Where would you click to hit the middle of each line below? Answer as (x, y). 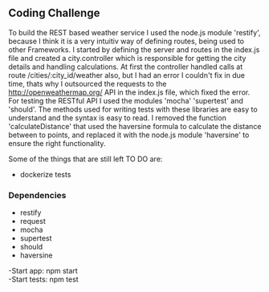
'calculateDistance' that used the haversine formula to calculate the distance (135, 126)
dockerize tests (45, 174)
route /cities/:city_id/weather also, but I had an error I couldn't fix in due (126, 75)
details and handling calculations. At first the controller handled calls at (126, 67)
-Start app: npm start (43, 271)
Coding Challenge (54, 13)
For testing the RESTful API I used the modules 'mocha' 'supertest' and (126, 100)
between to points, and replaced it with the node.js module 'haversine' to (129, 135)
